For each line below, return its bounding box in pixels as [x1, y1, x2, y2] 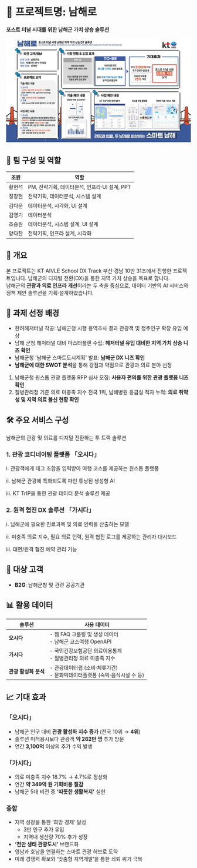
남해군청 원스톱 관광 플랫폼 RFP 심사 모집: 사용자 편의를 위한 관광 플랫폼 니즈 [14, 374, 189, 381]
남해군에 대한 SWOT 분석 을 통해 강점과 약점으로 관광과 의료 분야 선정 [14, 361, 172, 368]
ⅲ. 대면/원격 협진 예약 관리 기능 [6, 546, 77, 553]
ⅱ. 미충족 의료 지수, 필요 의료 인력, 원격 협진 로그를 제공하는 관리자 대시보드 [6, 533, 177, 540]
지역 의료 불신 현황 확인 [26, 396, 79, 403]
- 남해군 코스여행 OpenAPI [49, 638, 112, 645]
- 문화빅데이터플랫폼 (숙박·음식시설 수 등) [49, 671, 145, 679]
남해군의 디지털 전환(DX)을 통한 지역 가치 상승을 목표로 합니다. [28, 274, 170, 281]
